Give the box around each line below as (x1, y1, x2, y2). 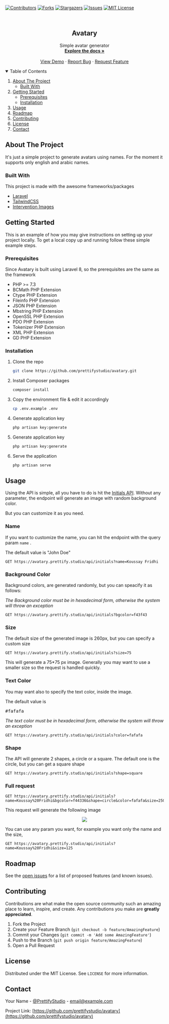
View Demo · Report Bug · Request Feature (40, 58, 129, 64)
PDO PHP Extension (12, 319, 54, 325)
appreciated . (5, 911, 33, 917)
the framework (5, 272, 36, 278)
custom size (5, 641, 31, 647)
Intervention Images (12, 204, 54, 210)
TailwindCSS (12, 198, 39, 204)
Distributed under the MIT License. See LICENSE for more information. (5, 970, 148, 976)
